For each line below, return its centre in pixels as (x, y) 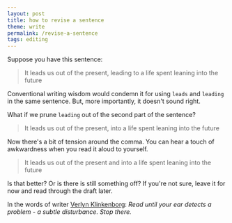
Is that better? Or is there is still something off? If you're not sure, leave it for (116, 184)
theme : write (26, 26)
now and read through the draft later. (60, 191)
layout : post (26, 14)
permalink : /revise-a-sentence (53, 33)
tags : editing (28, 40)
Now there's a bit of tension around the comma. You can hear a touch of (111, 142)
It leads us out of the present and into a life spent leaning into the (118, 163)
